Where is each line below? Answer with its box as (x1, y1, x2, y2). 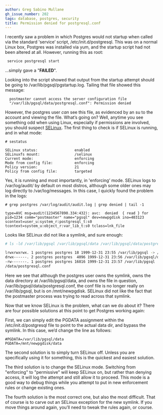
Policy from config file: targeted (5, 169, 92, 174)
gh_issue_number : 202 (5, 12, 49, 16)
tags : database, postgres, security (5, 16, 79, 21)
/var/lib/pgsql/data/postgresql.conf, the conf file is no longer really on (5, 283, 145, 288)
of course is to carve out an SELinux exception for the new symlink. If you (5, 399, 152, 405)
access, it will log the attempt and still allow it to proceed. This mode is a (5, 374, 150, 380)
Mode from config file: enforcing (5, 160, 95, 165)
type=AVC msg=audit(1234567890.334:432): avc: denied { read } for (5, 211, 149, 216)
